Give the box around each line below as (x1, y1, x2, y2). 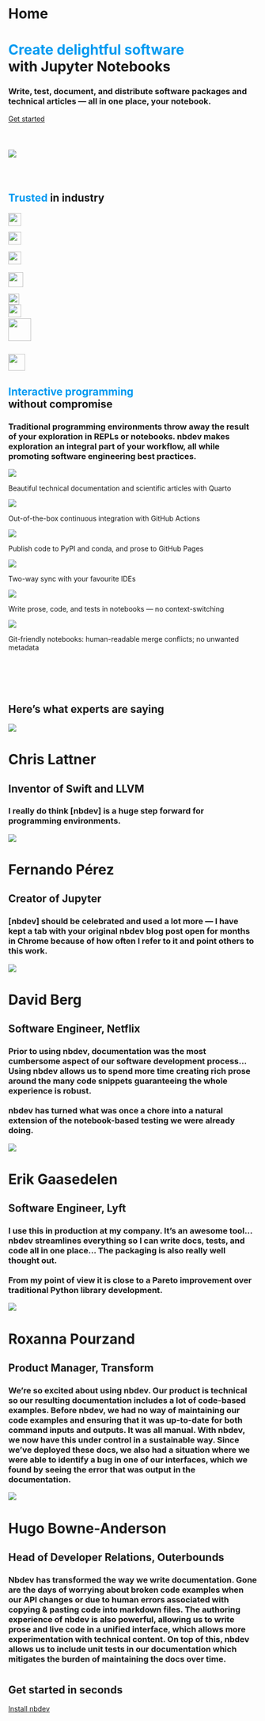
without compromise (8, 397, 113, 411)
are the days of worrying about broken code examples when (8, 1584, 244, 1595)
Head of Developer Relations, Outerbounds (8, 1550, 225, 1564)
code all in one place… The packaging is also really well (8, 1245, 226, 1257)
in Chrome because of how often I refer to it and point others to (8, 935, 255, 946)
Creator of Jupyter (8, 892, 102, 906)
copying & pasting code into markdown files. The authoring (8, 1604, 241, 1615)
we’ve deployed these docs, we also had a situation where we (8, 1444, 251, 1455)
